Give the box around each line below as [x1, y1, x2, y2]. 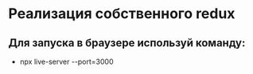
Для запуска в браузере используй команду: [8, 36, 246, 50]
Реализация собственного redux [8, 5, 235, 23]
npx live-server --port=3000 [19, 57, 114, 66]
